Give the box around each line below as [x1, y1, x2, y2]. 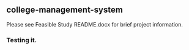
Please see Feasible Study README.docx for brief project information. [6, 20, 183, 28]
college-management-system [6, 5, 124, 15]
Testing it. [6, 36, 37, 44]
